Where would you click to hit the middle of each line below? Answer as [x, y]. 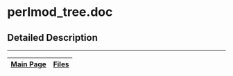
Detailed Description [53, 38]
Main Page [28, 64]
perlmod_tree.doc [60, 12]
